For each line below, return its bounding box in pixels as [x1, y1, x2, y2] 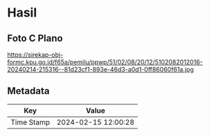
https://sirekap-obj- [7, 50, 64, 59]
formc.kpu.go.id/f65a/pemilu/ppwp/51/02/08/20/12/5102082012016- [7, 58, 203, 66]
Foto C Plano [7, 32, 63, 44]
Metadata [7, 85, 50, 97]
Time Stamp [10, 117, 51, 127]
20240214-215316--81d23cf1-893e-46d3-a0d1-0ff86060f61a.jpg [7, 66, 194, 73]
